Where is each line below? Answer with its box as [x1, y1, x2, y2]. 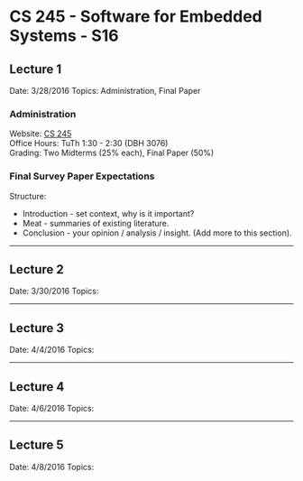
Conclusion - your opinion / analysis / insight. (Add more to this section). [22, 227, 292, 238]
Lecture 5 [9, 438, 65, 453]
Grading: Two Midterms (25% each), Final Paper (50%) [9, 147, 215, 159]
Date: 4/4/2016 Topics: [9, 345, 95, 356]
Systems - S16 [9, 25, 119, 46]
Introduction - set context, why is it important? [22, 208, 195, 218]
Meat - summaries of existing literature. [22, 217, 170, 228]
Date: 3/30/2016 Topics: [9, 286, 99, 297]
